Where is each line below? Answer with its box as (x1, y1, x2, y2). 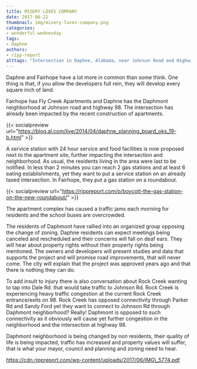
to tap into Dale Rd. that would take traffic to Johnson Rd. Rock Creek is (6, 283, 179, 291)
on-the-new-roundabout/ (6, 194, 67, 201)
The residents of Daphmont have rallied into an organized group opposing (6, 223, 185, 230)
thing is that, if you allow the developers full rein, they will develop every (6, 80, 181, 87)
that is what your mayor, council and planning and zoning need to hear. (6, 345, 178, 352)
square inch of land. (6, 86, 55, 93)
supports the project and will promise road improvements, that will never (6, 254, 181, 261)
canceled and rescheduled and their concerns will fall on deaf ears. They (6, 235, 183, 242)
